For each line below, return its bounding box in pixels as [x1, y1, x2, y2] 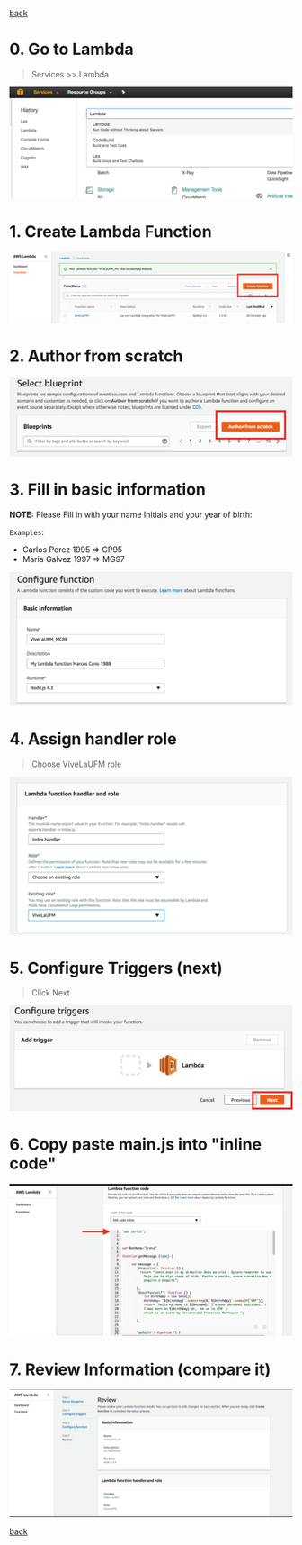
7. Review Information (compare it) [9, 1359, 271, 1379]
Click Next [31, 987, 70, 998]
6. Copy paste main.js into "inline [9, 1134, 262, 1154]
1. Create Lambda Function [9, 221, 213, 241]
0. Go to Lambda [9, 40, 134, 59]
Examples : [9, 526, 45, 537]
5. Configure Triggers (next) [9, 958, 223, 978]
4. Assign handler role [9, 729, 177, 749]
